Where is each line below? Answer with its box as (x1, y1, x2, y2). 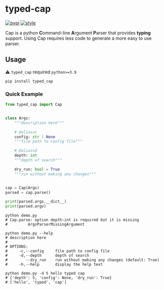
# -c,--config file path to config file (5, 249, 110, 254)
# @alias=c (14, 129, 37, 135)
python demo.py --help (5, 231, 53, 236)
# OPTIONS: (5, 244, 28, 249)
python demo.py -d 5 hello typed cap (5, 271, 85, 276)
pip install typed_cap (5, 78, 53, 84)
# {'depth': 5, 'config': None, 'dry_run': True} (5, 275, 112, 280)
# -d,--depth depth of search (5, 253, 90, 258)
